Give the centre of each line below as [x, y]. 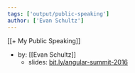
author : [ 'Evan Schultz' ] [45, 21]
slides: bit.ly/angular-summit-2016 [78, 62]
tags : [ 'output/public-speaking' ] [59, 14]
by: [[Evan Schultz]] [47, 55]
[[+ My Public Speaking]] [44, 40]
